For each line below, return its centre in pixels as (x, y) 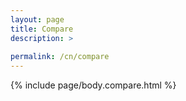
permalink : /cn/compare (60, 57)
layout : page (37, 19)
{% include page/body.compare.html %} (93, 85)
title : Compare (42, 29)
